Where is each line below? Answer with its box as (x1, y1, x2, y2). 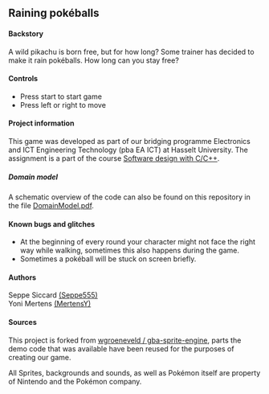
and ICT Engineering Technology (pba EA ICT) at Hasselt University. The (8, 145, 249, 154)
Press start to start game (19, 92, 103, 101)
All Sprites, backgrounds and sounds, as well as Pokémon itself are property (8, 367, 261, 377)
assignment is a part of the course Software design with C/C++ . (8, 154, 220, 163)
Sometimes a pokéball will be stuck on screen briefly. (19, 254, 197, 264)
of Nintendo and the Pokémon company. (8, 376, 142, 386)
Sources (8, 317, 38, 326)
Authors (8, 273, 37, 282)
